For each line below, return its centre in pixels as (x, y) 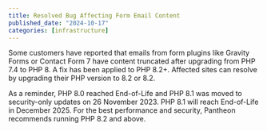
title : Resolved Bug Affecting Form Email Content (94, 15)
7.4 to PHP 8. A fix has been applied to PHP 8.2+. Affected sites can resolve (133, 70)
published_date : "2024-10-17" (59, 23)
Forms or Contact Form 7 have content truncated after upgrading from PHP (132, 61)
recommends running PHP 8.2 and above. (77, 119)
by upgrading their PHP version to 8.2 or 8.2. (82, 78)
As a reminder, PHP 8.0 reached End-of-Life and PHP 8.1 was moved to (125, 94)
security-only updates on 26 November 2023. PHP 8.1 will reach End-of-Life (133, 102)
